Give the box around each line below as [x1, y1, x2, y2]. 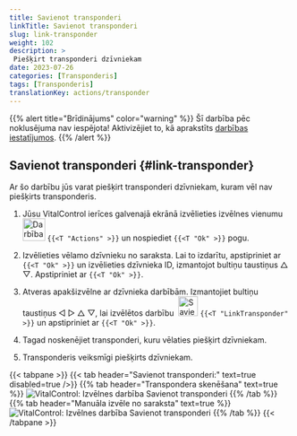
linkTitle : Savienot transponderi [9, 22, 139, 31]
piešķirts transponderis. [9, 191, 97, 202]
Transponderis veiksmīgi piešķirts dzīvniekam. [21, 352, 193, 363]
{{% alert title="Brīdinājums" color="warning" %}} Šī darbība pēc [9, 113, 250, 124]
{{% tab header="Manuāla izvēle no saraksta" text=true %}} [9, 398, 232, 409]
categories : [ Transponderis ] [9, 72, 118, 81]
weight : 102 [9, 38, 54, 48]
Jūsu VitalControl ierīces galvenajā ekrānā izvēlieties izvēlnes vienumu [21, 208, 284, 220]
